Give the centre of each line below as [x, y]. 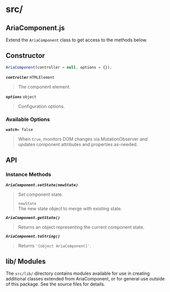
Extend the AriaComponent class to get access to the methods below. [77, 40]
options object [21, 97]
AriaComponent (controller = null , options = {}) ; [59, 67]
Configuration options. [41, 106]
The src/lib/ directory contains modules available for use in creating [78, 273]
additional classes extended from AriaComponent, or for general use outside [85, 279]
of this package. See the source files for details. [55, 284]
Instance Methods [29, 175]
